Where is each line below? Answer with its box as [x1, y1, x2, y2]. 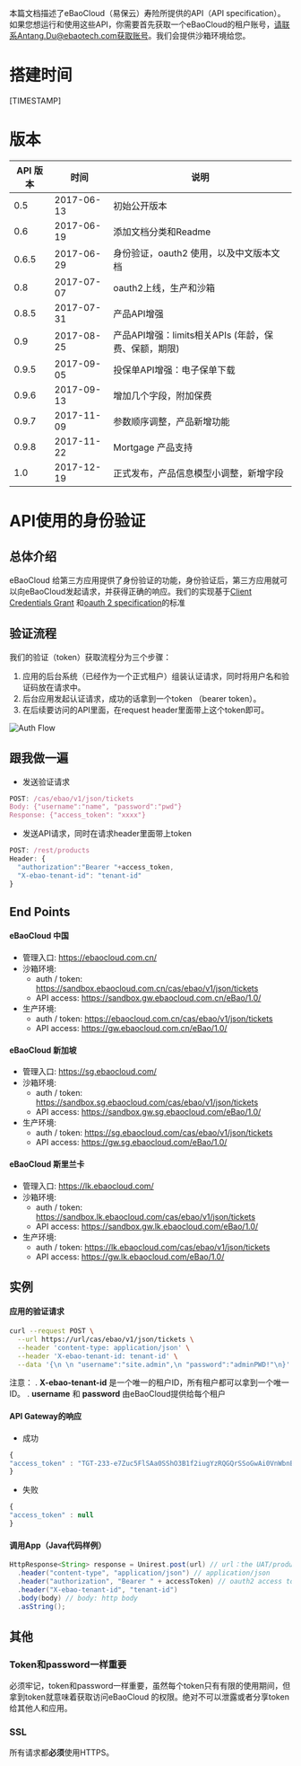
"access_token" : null [9, 1511, 94, 1520]
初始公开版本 [113, 199, 168, 212]
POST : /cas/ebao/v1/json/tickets [9, 794, 134, 803]
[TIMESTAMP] [9, 95, 62, 106]
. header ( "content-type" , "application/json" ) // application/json [17, 1568, 271, 1577]
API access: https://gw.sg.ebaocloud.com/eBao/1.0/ [35, 1137, 228, 1148]
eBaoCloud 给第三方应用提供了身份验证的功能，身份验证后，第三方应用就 [9, 574, 280, 586]
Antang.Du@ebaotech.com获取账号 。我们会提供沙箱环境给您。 [16, 31, 251, 40]
